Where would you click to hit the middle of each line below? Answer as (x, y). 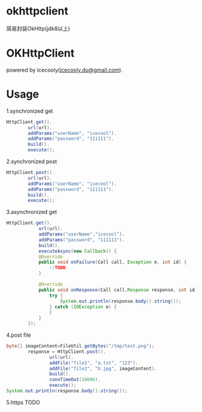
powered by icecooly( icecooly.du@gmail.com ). (65, 70)
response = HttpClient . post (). (67, 351)
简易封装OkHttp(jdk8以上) (38, 28)
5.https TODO (23, 402)
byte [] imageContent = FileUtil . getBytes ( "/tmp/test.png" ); (80, 346)
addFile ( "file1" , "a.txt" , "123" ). (93, 363)
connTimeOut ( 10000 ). (75, 380)
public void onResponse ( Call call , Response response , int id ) (118, 290)
